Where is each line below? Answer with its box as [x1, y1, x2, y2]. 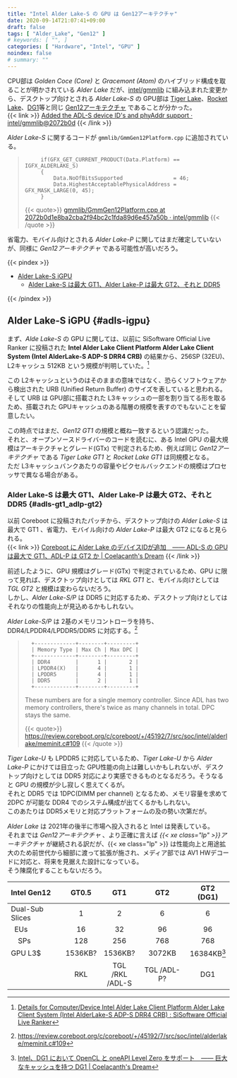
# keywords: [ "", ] [7, 37, 68, 44]
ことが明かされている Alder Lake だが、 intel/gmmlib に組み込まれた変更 [13, 85, 222, 94]
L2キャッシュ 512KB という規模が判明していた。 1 [7, 360, 150, 369]
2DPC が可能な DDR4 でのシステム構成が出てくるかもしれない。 [7, 798, 194, 807]
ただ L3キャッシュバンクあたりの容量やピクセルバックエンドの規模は [7, 462, 209, 470]
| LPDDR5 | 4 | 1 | [31, 671, 139, 678]
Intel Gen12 [11, 888, 51, 898]
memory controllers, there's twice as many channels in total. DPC [24, 704, 215, 712]
